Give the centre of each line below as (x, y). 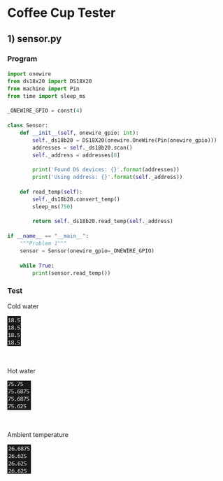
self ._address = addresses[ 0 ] (76, 155)
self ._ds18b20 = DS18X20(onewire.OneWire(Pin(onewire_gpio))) (125, 140)
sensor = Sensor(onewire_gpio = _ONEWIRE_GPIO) (87, 251)
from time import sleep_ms (46, 96)
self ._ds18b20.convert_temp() (76, 199)
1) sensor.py (35, 39)
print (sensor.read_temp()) (72, 273)
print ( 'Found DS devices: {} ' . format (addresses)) (106, 170)
